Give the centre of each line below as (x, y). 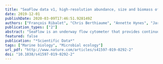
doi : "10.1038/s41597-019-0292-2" (40, 54)
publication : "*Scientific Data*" (40, 41)
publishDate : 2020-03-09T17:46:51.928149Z (49, 18)
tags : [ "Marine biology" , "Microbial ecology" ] (54, 45)
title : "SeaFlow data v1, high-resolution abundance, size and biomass (79, 9)
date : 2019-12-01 (23, 14)
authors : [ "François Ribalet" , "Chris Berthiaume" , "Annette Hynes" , (77, 23)
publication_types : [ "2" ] (31, 27)
